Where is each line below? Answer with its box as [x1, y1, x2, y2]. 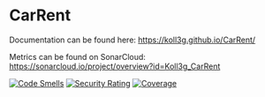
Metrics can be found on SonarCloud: [9, 51, 146, 62]
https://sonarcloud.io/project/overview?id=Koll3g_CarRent [9, 61, 221, 71]
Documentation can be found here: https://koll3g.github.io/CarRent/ [9, 34, 256, 45]
